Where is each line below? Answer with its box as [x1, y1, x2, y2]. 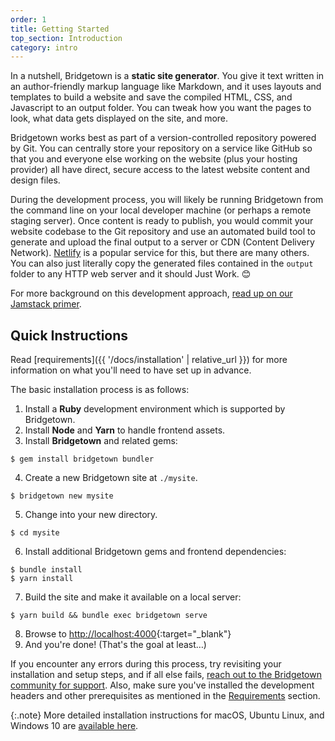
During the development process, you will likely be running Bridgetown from [10, 194, 324, 206]
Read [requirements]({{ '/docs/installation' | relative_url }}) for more [10, 354, 288, 366]
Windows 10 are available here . [10, 720, 139, 732]
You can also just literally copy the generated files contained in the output [10, 257, 314, 270]
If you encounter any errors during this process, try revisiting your [10, 658, 282, 670]
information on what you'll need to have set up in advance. [10, 364, 252, 376]
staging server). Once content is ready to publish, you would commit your [10, 215, 314, 227]
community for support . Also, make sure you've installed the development [10, 679, 315, 691]
